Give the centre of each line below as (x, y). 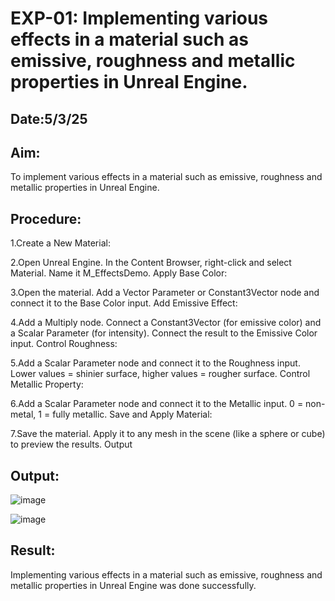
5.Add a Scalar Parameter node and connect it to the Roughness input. (155, 363)
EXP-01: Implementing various (139, 18)
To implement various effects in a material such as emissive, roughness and (166, 177)
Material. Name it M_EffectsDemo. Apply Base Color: (119, 273)
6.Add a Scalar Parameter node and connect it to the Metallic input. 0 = (157, 404)
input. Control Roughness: (64, 344)
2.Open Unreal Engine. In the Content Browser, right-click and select (151, 263)
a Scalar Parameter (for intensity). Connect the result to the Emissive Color (164, 333)
